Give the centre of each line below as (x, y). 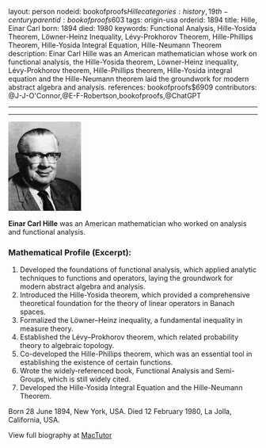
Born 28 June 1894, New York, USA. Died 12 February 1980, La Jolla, (120, 412)
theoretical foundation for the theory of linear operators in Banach (127, 304)
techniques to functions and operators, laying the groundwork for (126, 278)
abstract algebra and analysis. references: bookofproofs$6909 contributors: (133, 87)
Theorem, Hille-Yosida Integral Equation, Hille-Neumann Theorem (115, 45)
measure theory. (46, 329)
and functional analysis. (47, 232)
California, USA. (34, 420)
